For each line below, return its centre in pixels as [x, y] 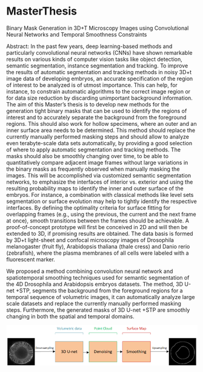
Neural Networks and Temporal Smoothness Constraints [77, 34]
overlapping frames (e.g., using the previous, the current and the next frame [101, 214]
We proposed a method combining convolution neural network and [90, 271]
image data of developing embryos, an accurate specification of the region [100, 78]
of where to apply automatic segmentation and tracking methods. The [93, 150]
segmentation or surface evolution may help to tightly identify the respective [101, 201]
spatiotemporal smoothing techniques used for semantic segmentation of [98, 277]
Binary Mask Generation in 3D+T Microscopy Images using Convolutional [98, 28]
